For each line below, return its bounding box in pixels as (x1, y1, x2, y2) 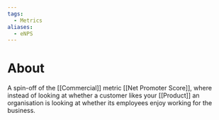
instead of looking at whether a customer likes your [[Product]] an (7, 91, 200, 100)
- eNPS (13, 30, 33, 37)
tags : (7, 10, 23, 18)
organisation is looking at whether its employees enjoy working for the (7, 99, 213, 107)
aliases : (7, 23, 33, 30)
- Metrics (13, 17, 43, 24)
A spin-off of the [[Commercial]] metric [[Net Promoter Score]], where (7, 84, 213, 92)
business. (7, 107, 35, 115)
